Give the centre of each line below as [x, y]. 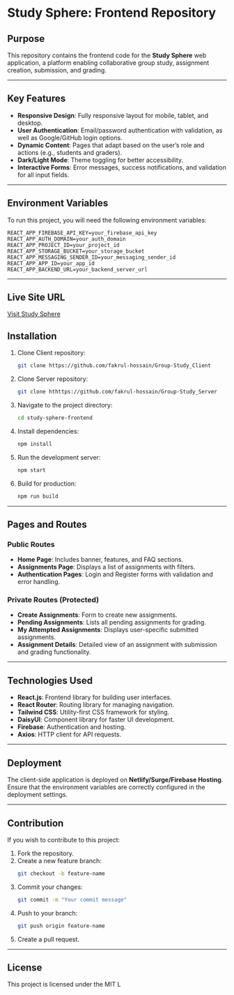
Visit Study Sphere [34, 314]
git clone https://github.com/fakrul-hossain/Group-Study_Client [114, 366]
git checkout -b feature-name [61, 874]
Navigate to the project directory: [65, 405]
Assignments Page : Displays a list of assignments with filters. [106, 567]
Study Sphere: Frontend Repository [112, 13]
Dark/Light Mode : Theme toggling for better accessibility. [100, 160]
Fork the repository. [46, 853]
